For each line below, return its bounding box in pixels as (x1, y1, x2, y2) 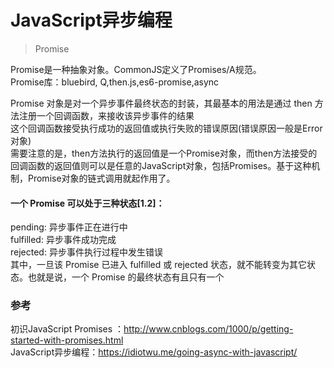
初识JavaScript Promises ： (10, 323, 125, 335)
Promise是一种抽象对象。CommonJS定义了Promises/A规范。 (10, 63, 262, 75)
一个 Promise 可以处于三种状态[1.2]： (10, 197, 165, 209)
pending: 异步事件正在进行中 (10, 221, 128, 233)
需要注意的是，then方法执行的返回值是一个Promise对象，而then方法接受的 (10, 147, 318, 159)
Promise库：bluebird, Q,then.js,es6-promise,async (10, 76, 220, 88)
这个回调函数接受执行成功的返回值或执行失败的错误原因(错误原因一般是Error (10, 122, 323, 134)
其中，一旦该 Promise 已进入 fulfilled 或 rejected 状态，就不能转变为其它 (10, 259, 308, 271)
